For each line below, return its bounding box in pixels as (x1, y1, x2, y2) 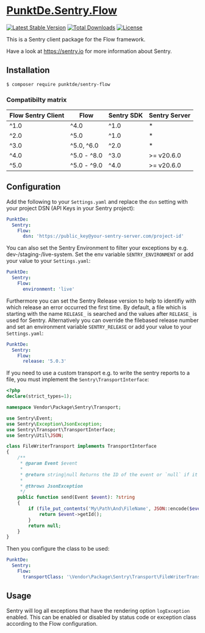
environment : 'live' (22, 286, 75, 292)
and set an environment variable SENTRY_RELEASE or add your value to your (6, 323, 192, 330)
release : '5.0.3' (22, 358, 67, 365)
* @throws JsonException (20, 483, 84, 489)
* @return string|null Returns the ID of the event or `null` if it (20, 471, 198, 477)
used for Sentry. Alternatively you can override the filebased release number (6, 316, 199, 324)
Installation (6, 65, 50, 76)
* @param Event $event (20, 460, 78, 467)
